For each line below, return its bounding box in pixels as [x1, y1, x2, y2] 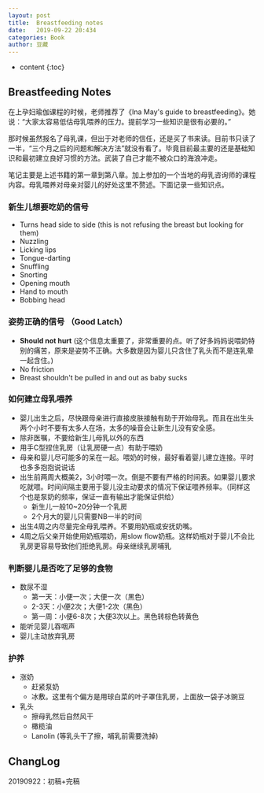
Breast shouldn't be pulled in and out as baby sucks [19, 372, 188, 382]
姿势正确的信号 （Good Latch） [8, 317, 128, 328]
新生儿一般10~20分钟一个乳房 [31, 502, 128, 511]
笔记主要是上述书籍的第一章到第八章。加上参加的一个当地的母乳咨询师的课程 [8, 170, 256, 180]
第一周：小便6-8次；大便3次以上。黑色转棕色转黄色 [31, 612, 200, 621]
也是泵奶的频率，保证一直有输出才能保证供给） [26, 491, 178, 501]
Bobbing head [19, 295, 65, 305]
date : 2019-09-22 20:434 [8, 26, 97, 34]
